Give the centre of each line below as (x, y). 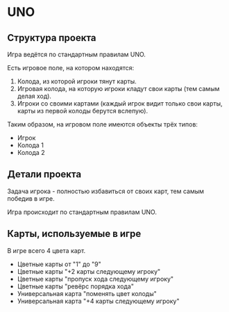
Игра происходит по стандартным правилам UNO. (82, 212)
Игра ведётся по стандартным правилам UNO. (76, 54)
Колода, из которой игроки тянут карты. (77, 81)
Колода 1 (30, 145)
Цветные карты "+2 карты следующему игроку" (89, 271)
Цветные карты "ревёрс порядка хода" (75, 286)
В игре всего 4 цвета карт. (46, 250)
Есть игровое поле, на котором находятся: (71, 68)
